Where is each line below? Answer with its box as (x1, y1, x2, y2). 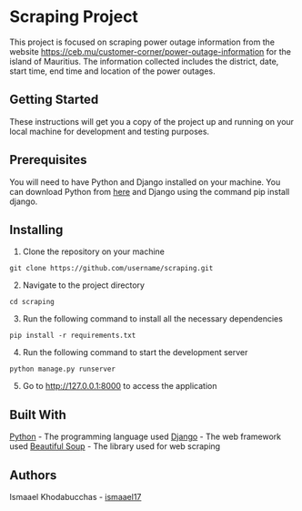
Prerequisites (9, 152, 87, 168)
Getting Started (9, 92, 99, 107)
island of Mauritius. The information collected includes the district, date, (9, 56, 279, 66)
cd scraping (9, 298, 55, 307)
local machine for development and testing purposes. (9, 126, 210, 137)
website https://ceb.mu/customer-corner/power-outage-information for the (9, 46, 291, 56)
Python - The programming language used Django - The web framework (9, 431, 282, 443)
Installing (9, 221, 64, 238)
